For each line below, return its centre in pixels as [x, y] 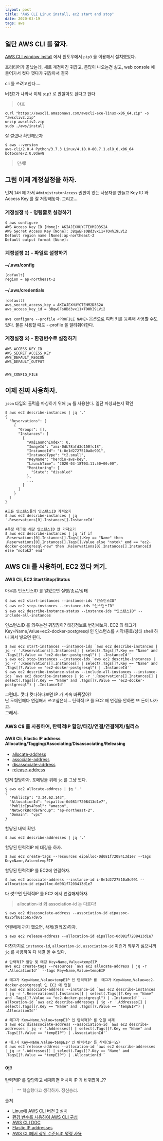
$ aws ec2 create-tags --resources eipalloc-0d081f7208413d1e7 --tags [78, 857]
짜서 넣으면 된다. [26, 637]
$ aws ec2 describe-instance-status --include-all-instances [68, 672]
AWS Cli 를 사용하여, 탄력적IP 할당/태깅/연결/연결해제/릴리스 [72, 726]
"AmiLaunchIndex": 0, [48, 442]
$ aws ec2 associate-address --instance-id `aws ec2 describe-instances [80, 990]
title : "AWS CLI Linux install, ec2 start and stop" [60, 14]
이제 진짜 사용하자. [31, 390]
